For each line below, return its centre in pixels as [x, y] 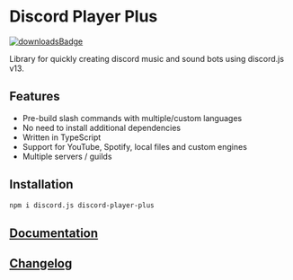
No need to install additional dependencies [102, 127]
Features [35, 96]
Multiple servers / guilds [67, 156]
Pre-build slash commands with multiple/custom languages [132, 118]
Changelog [41, 263]
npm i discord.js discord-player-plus [82, 205]
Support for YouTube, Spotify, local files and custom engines [134, 146]
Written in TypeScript [62, 137]
